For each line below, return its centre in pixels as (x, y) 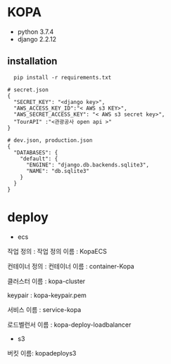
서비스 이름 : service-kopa (44, 309)
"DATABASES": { (36, 152)
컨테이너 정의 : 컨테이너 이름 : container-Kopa (71, 266)
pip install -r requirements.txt (63, 77)
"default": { (39, 159)
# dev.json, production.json (50, 140)
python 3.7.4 (36, 32)
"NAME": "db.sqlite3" (58, 171)
